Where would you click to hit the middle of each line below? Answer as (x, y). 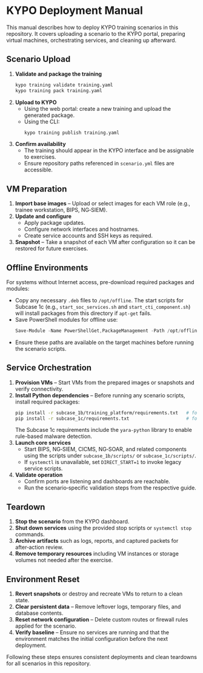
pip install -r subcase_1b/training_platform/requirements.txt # (102, 413)
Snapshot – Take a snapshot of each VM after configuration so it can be (105, 242)
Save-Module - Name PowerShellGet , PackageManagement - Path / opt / (98, 331)
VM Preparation (37, 189)
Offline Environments (47, 267)
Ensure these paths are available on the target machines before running (104, 342)
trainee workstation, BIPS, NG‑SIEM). (61, 210)
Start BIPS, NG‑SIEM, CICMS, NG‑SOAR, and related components (105, 449)
